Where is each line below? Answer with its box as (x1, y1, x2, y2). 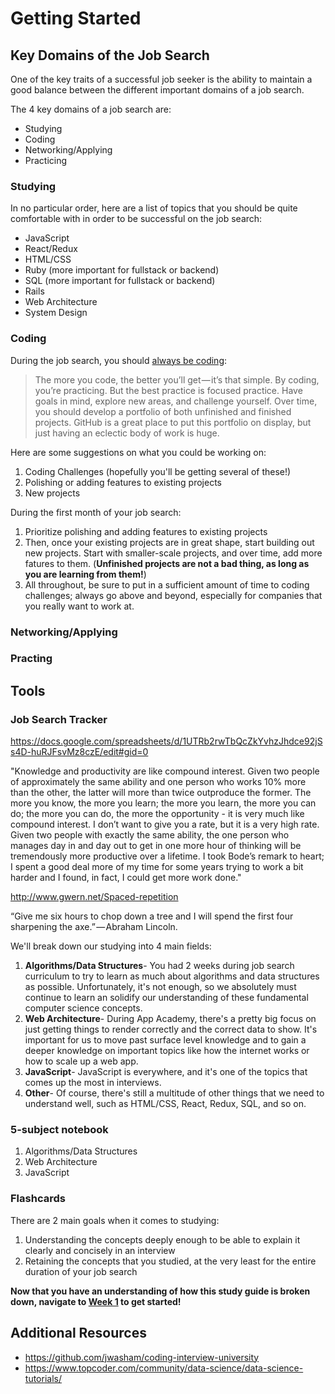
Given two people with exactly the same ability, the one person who (10, 829, 290, 841)
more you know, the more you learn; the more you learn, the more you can (10, 797, 317, 809)
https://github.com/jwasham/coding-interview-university (24, 1351, 260, 1363)
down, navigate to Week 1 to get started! (10, 1295, 182, 1307)
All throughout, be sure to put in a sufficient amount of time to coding (24, 578, 310, 591)
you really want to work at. (24, 600, 135, 612)
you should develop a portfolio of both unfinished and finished (34, 405, 292, 417)
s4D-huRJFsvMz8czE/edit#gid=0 (10, 746, 149, 758)
